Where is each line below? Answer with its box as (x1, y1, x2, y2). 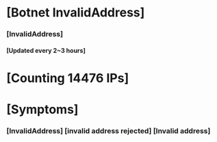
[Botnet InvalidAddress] (6, 5, 145, 21)
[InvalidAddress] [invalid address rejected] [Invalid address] (6, 126, 211, 135)
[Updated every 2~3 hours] (6, 46, 86, 54)
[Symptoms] (6, 102, 79, 117)
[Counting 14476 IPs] (6, 70, 129, 86)
